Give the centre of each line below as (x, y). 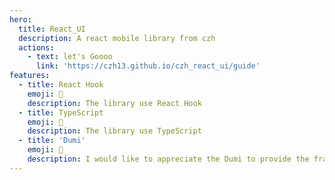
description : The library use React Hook (114, 103)
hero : (20, 19)
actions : (36, 47)
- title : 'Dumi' (52, 141)
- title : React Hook (61, 85)
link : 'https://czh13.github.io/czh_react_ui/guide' (148, 66)
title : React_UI (52, 29)
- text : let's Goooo (70, 57)
